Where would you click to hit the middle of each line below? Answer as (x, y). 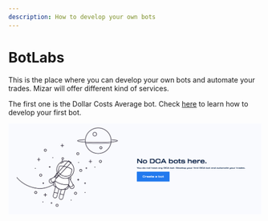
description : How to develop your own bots (82, 17)
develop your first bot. (45, 112)
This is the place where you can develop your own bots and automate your (132, 79)
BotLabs (37, 57)
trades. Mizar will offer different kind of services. (89, 88)
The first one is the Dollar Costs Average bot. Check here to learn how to (128, 103)
